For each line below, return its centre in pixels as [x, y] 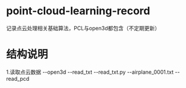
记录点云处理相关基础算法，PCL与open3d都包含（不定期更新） [83, 28]
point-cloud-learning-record [78, 11]
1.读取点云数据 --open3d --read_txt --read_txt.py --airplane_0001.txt [90, 72]
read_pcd [18, 78]
